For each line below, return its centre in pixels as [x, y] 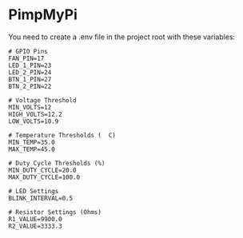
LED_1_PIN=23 [30, 65]
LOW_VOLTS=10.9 [34, 121]
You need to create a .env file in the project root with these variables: [122, 37]
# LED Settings [34, 191]
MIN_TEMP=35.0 [32, 142]
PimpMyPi [43, 15]
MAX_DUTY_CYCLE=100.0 [44, 177]
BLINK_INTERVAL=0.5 [41, 198]
